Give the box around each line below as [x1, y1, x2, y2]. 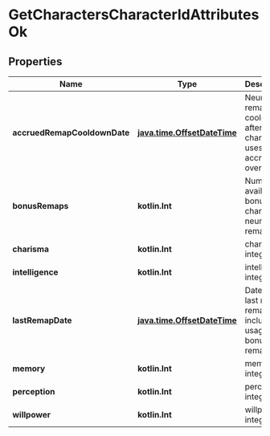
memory [12, 363, 46, 374]
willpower [12, 410, 51, 420]
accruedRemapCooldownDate [12, 127, 130, 138]
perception [12, 386, 55, 397]
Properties [8, 55, 63, 68]
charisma [12, 243, 50, 255]
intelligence [12, 267, 59, 278]
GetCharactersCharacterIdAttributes [8, 6, 260, 24]
